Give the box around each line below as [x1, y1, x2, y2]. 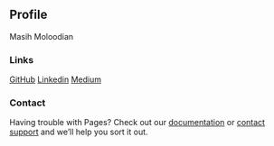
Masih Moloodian [9, 31, 74, 41]
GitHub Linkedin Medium [9, 74, 102, 85]
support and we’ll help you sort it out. [9, 126, 148, 138]
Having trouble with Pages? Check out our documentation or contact [9, 117, 265, 128]
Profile [9, 7, 48, 23]
